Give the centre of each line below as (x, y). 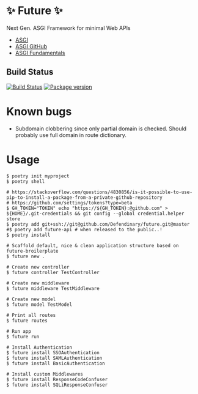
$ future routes (27, 321)
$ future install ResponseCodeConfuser (57, 379)
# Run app (19, 331)
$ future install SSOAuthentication (53, 352)
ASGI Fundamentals (40, 53)
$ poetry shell (26, 181)
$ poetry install (28, 235)
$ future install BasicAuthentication (56, 363)
